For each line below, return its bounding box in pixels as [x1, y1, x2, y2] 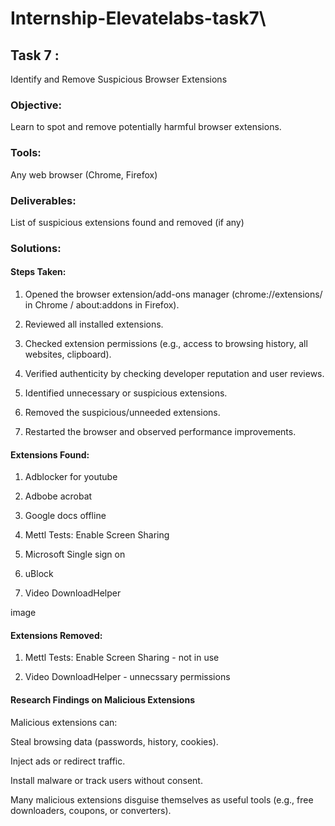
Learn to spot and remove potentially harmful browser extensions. [10, 121, 282, 133]
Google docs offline [24, 510, 107, 522]
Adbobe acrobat [24, 490, 93, 502]
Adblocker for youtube [24, 471, 118, 483]
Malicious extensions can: [10, 716, 118, 728]
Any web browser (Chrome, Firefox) [10, 168, 158, 181]
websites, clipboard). [24, 348, 112, 361]
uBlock [24, 568, 54, 580]
